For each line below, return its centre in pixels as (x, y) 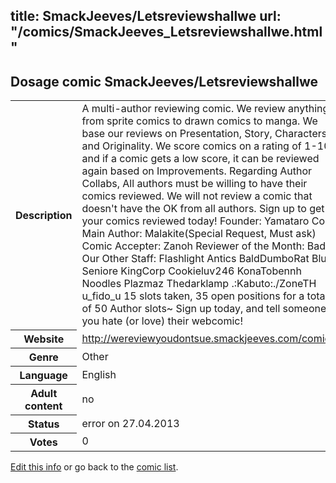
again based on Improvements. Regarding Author (197, 171)
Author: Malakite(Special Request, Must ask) (212, 234)
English (99, 374)
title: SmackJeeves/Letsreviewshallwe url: (146, 16)
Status (43, 424)
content (43, 406)
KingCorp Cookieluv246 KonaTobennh (211, 271)
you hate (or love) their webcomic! (162, 321)
